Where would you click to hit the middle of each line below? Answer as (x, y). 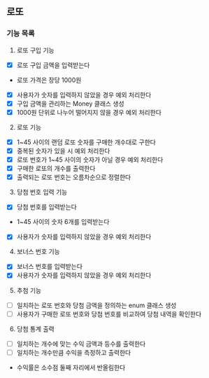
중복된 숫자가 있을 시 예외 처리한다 (63, 151)
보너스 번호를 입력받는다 (50, 267)
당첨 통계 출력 (35, 329)
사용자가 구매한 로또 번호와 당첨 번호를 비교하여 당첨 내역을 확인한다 (109, 314)
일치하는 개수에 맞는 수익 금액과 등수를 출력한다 (81, 344)
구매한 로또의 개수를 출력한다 (56, 169)
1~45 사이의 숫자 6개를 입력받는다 (63, 222)
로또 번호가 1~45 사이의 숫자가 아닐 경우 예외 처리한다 (90, 160)
